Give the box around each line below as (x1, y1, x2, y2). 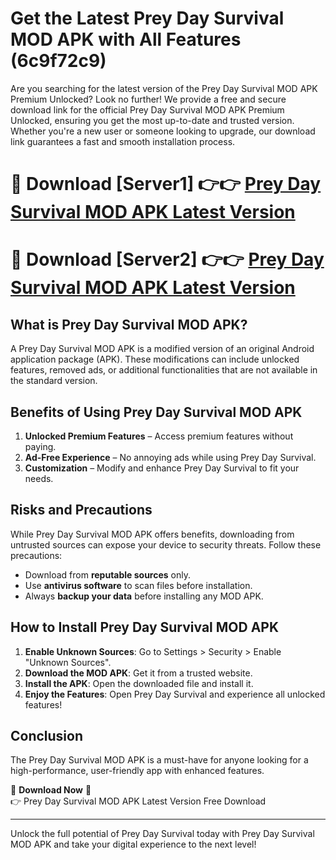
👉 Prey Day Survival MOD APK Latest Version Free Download (10, 795, 267, 807)
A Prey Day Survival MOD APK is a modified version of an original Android (10, 343, 315, 355)
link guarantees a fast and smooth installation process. (10, 135, 236, 147)
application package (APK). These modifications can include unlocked (10, 353, 300, 366)
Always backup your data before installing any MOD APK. (24, 590, 264, 602)
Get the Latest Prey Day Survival (10, 7, 285, 30)
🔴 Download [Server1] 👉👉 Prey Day (10, 173, 322, 196)
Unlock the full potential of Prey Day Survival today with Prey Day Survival (10, 828, 315, 840)
